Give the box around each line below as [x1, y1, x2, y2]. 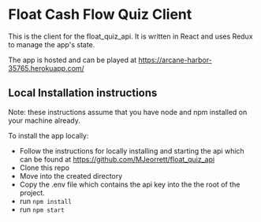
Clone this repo [19, 163, 69, 172]
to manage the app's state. [8, 39, 95, 49]
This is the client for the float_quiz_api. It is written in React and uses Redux [8, 31, 254, 41]
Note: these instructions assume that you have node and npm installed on [8, 107, 248, 117]
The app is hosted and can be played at [8, 55, 137, 65]
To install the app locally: [8, 131, 89, 140]
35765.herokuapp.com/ [8, 63, 84, 72]
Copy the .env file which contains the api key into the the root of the [19, 179, 240, 189]
